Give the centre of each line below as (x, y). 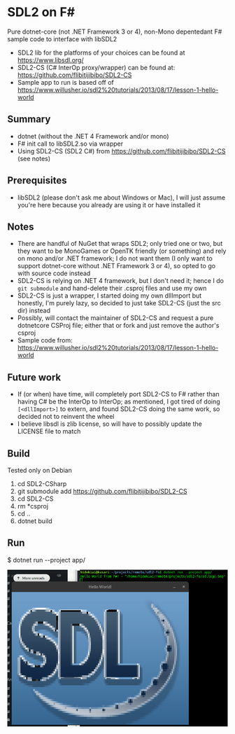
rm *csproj (33, 506)
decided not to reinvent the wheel (66, 417)
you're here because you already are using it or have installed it (109, 205)
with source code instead (54, 273)
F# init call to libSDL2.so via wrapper (70, 144)
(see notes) (34, 158)
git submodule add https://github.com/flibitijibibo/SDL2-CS (102, 491)
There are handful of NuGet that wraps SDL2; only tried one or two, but (120, 244)
